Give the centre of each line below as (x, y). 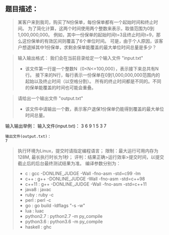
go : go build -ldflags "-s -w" (55, 205)
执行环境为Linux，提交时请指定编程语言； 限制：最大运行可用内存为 (88, 150)
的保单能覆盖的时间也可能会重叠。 (61, 88)
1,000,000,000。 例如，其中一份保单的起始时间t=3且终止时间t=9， (87, 35)
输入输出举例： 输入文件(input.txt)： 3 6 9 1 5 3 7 (56, 126)
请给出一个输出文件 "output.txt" (50, 98)
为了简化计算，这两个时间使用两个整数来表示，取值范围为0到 (91, 28)
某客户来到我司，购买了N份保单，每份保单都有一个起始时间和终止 (86, 22)
